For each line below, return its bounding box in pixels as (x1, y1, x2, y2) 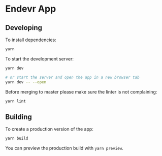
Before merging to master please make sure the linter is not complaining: (5, 88, 157, 95)
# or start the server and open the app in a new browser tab (5, 75, 140, 80)
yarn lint (5, 99, 26, 104)
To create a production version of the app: (5, 126, 94, 132)
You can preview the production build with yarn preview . (5, 145, 123, 151)
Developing (5, 23, 42, 32)
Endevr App (5, 3, 56, 15)
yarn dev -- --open (5, 79, 47, 84)
